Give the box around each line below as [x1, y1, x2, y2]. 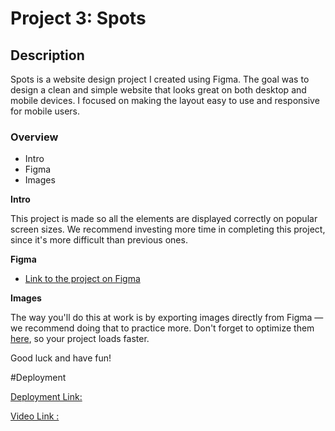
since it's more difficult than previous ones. [10, 234, 188, 246]
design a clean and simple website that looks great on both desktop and [10, 84, 307, 96]
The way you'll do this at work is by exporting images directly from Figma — [10, 312, 324, 324]
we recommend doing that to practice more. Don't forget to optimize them [10, 322, 315, 334]
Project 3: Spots [10, 7, 147, 30]
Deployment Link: [10, 391, 83, 403]
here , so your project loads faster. [10, 333, 150, 345]
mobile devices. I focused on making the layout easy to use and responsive [10, 95, 320, 106]
